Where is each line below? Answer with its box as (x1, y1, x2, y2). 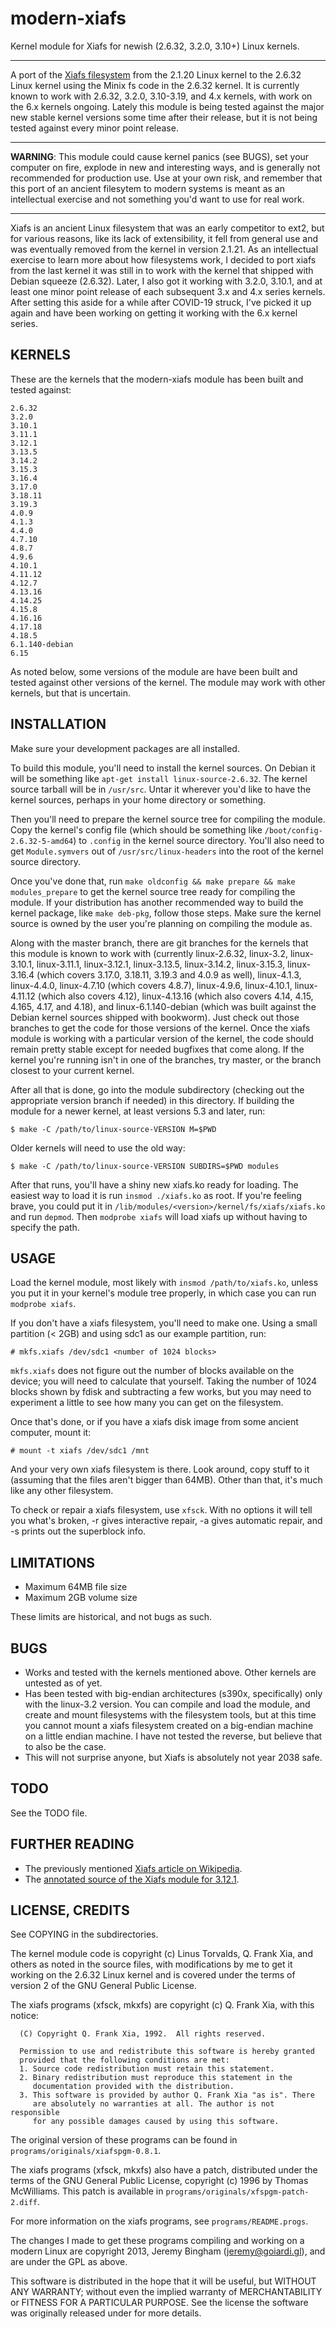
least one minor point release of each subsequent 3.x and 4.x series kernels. (10, 285, 326, 297)
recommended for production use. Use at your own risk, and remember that (10, 172, 323, 184)
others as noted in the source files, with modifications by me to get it (10, 1958, 293, 1971)
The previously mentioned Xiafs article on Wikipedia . (24, 1862, 243, 1874)
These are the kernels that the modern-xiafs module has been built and (10, 373, 304, 385)
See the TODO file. (10, 1807, 88, 1819)
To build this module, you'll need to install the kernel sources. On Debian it (10, 762, 316, 774)
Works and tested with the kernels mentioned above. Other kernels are (24, 1667, 317, 1678)
